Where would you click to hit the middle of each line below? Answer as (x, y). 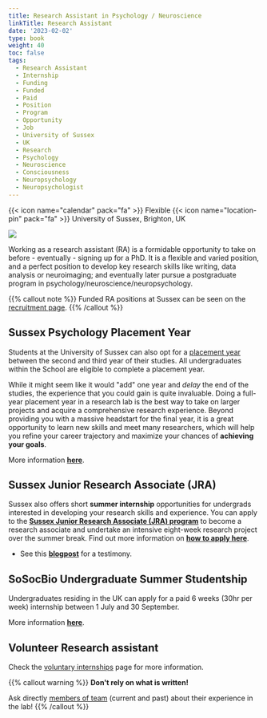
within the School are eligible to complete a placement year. (107, 369)
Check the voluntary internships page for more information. (106, 667)
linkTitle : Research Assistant (60, 23)
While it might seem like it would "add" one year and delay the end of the (129, 384)
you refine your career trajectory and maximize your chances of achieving (131, 436)
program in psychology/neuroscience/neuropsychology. (101, 283)
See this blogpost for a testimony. (76, 554)
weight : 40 (26, 46)
